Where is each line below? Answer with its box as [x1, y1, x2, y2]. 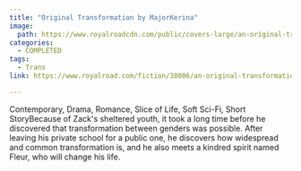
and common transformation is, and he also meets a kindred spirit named [9, 141, 279, 152]
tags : [9, 55, 30, 64]
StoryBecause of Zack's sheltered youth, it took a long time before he [9, 113, 266, 124]
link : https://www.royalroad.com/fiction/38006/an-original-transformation [9, 72, 298, 81]
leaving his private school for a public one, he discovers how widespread [9, 132, 279, 143]
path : [17, 30, 39, 38]
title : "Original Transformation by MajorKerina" [9, 13, 199, 22]
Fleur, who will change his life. [9, 151, 121, 162]
